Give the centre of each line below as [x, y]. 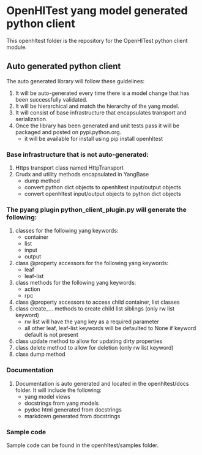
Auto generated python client [64, 66]
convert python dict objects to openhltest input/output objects [103, 187]
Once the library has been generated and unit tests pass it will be [97, 126]
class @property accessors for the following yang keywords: [92, 263]
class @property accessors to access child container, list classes [97, 302]
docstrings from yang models [62, 403]
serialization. [31, 119]
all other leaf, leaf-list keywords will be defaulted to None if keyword [110, 328]
